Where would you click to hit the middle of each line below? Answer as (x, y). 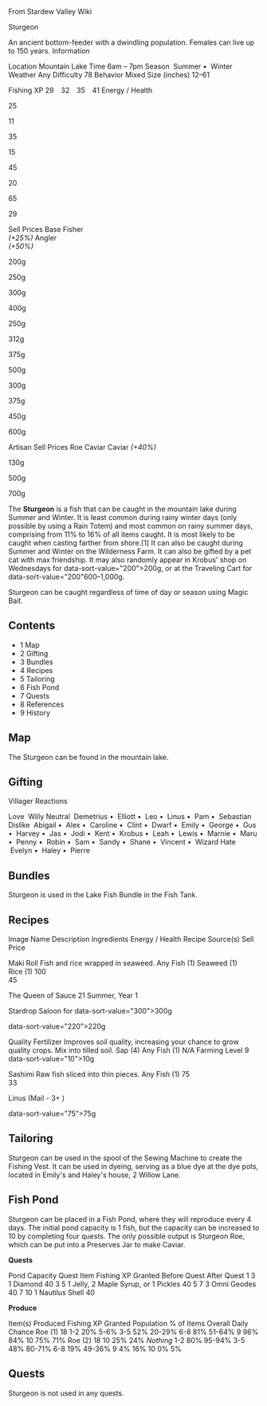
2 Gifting (34, 653)
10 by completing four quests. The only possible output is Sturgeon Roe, (127, 1236)
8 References (42, 704)
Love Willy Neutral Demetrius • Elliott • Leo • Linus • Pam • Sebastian (130, 817)
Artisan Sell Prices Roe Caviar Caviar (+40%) (82, 447)
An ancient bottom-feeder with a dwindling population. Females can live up (132, 42)
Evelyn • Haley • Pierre (50, 851)
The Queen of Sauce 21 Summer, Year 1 (73, 995)
